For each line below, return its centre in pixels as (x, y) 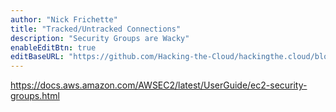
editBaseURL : (37, 57)
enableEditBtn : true (53, 47)
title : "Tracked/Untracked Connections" (96, 29)
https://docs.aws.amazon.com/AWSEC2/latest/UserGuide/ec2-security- (159, 85)
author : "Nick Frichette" (64, 19)
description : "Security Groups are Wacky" (100, 38)
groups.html (35, 96)
